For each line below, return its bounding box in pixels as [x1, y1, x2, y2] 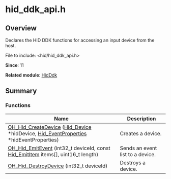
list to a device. [120, 151, 156, 158]
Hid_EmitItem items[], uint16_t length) [8, 151, 99, 158]
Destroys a [120, 159, 146, 166]
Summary [5, 87, 37, 95]
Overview [5, 24, 37, 32]
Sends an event [120, 145, 157, 152]
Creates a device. [120, 130, 162, 137]
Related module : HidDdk [5, 72, 58, 78]
